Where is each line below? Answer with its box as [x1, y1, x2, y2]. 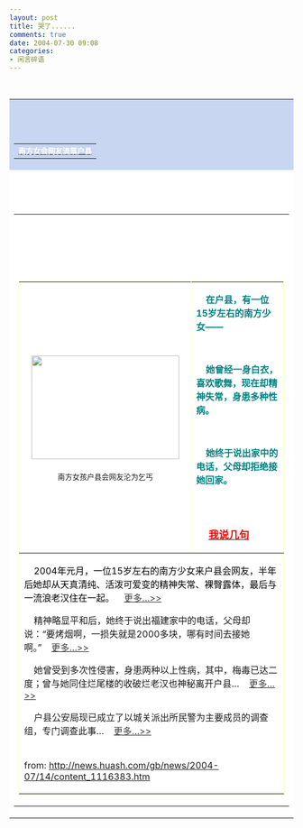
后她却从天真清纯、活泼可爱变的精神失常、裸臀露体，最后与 [23, 578, 278, 591]
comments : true [9, 30, 67, 39]
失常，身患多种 [205, 391, 269, 402]
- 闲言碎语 [9, 55, 45, 64]
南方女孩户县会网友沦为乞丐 [57, 471, 153, 482]
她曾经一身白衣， [206, 363, 279, 375]
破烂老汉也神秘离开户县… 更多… [132, 677, 275, 690]
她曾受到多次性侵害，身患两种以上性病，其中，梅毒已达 [33, 664, 269, 676]
